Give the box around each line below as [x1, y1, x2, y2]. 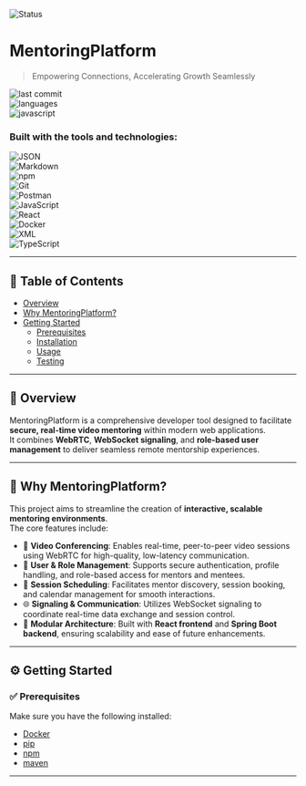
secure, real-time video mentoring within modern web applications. [9, 424, 266, 435]
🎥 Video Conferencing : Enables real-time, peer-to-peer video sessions [22, 540, 291, 551]
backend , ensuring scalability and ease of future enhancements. [22, 627, 266, 638]
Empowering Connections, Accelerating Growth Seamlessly [31, 70, 256, 81]
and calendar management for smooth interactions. [22, 588, 216, 599]
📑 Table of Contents [9, 274, 124, 289]
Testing [36, 356, 65, 367]
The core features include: [9, 522, 109, 533]
